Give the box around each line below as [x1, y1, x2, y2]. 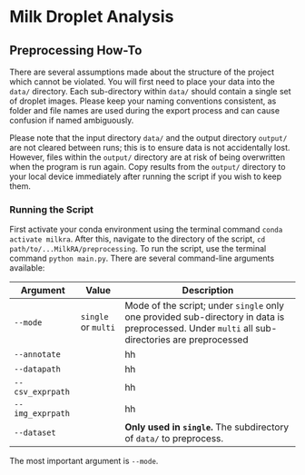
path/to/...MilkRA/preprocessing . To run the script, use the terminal [9, 243, 267, 254]
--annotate [14, 350, 61, 360]
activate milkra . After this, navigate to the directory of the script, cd [9, 233, 266, 244]
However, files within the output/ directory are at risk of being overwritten [9, 152, 286, 163]
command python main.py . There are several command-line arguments [9, 252, 275, 264]
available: [9, 262, 45, 273]
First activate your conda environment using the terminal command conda [9, 224, 283, 235]
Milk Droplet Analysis [9, 6, 174, 27]
